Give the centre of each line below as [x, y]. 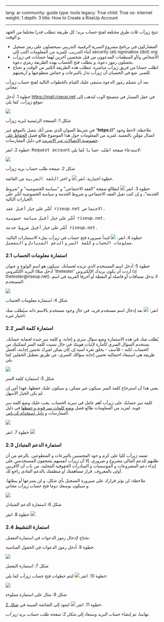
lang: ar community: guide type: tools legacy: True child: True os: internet [79, 12]
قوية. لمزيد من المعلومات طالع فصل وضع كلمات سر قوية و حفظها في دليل [73, 408]
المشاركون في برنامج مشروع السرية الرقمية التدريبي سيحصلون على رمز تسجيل [85, 46]
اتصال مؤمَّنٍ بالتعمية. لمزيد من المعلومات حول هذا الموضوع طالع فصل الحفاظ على [80, 135]
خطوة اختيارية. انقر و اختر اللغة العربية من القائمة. [60, 178]
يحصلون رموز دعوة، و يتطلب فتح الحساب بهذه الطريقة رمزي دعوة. [73, 62]
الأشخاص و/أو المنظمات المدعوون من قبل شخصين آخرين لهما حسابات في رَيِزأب [86, 57]
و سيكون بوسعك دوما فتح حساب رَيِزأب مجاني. [48, 486]
